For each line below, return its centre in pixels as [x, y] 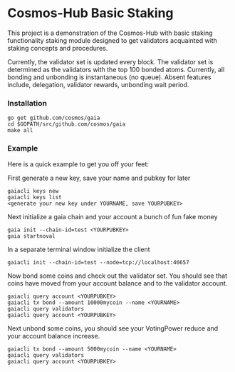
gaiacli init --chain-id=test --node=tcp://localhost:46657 [99, 262]
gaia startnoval [31, 236]
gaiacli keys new [33, 191]
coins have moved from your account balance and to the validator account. [117, 283]
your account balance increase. [54, 336]
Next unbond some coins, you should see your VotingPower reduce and [113, 328]
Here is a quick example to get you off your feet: [78, 164]
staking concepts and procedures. [58, 48]
